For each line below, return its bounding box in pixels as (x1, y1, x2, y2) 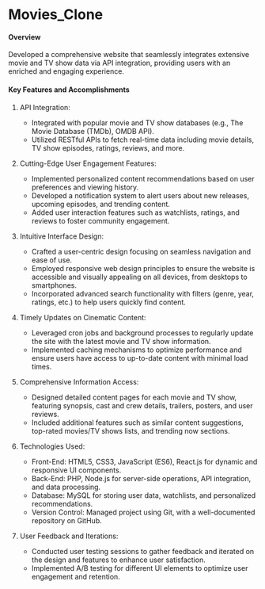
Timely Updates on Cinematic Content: (19, 312, 146, 322)
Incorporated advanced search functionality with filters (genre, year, (31, 289, 255, 298)
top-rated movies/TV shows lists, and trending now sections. (31, 426, 231, 435)
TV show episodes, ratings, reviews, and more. (31, 143, 185, 152)
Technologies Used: (19, 442, 85, 451)
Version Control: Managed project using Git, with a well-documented (31, 507, 256, 517)
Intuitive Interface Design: (19, 231, 104, 241)
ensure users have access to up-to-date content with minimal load (31, 353, 248, 362)
